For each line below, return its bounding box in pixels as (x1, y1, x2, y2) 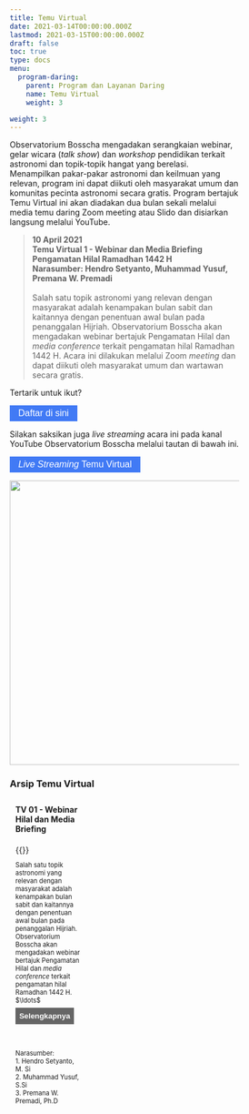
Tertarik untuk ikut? (9, 388, 83, 399)
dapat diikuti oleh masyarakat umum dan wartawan (32, 360, 224, 371)
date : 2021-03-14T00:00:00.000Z (9, 22, 133, 31)
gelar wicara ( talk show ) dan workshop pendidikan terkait (9, 149, 225, 160)
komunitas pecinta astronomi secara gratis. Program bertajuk (9, 187, 239, 198)
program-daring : (17, 73, 79, 82)
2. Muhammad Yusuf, (15, 1073, 79, 1082)
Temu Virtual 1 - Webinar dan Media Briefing (32, 244, 203, 255)
